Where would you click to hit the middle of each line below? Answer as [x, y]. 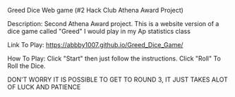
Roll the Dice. [26, 66]
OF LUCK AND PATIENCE [44, 87]
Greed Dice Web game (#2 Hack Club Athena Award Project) [95, 10]
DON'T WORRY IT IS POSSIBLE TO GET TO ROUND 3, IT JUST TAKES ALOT [117, 79]
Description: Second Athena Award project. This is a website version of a [113, 24]
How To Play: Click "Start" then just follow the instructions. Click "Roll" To [114, 58]
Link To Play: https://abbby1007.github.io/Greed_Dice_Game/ [95, 45]
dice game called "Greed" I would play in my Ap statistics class [99, 31]
